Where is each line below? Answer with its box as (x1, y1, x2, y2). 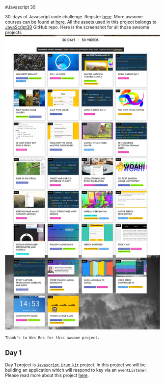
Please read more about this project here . (5, 372, 89, 378)
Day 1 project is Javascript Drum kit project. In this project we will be (5, 362, 146, 368)
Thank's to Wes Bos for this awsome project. (5, 335, 100, 340)
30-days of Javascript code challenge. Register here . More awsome (5, 14, 143, 19)
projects (5, 30, 22, 35)
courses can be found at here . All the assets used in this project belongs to (5, 19, 157, 25)
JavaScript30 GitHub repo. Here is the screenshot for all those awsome (5, 24, 150, 30)
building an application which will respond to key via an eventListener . (5, 367, 148, 373)
